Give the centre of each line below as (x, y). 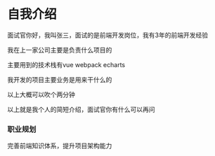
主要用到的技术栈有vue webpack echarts (66, 64)
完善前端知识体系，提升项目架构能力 (60, 146)
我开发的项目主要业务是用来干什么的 (60, 79)
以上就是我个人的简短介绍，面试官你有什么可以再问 (81, 109)
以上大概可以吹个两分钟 (41, 94)
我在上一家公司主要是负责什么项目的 (60, 50)
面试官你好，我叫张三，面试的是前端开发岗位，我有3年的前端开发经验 (108, 35)
